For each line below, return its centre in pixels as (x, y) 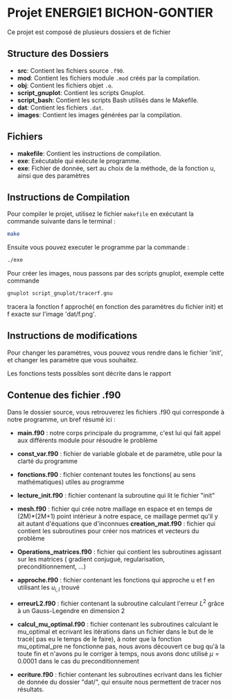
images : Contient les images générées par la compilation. (99, 115)
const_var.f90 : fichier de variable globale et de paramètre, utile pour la (119, 453)
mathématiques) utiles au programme (71, 482)
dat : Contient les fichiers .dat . (60, 107)
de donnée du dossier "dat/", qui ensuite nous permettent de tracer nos (119, 682)
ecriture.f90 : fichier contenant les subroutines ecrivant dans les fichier (120, 675)
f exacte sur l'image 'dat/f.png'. (52, 314)
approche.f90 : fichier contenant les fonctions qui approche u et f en (116, 580)
